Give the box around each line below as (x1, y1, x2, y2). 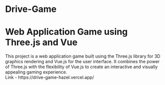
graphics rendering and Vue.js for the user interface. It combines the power (5, 59, 160, 65)
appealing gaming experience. (5, 69, 68, 75)
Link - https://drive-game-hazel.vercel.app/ (5, 75, 94, 81)
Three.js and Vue (5, 37, 78, 48)
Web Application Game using (5, 26, 128, 38)
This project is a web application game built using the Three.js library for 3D (5, 53, 161, 59)
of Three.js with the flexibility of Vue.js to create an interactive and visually (5, 64, 158, 70)
